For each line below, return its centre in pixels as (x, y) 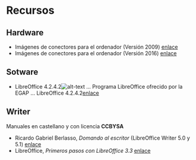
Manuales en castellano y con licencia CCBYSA (65, 126)
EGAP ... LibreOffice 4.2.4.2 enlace (57, 93)
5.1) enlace (28, 144)
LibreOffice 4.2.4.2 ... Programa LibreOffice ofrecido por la (99, 86)
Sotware (22, 72)
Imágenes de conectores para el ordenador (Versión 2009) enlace (96, 47)
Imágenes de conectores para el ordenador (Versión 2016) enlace (96, 53)
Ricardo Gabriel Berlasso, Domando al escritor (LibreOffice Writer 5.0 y (102, 138)
